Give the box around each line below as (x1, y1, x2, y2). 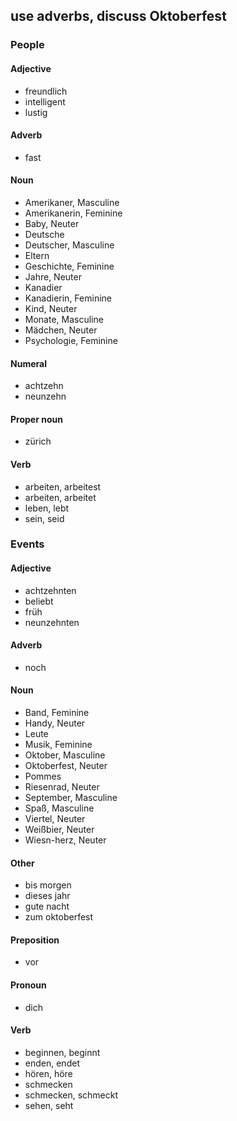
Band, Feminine (24, 707, 90, 719)
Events (10, 537, 45, 551)
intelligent (24, 95, 66, 108)
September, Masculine (24, 792, 118, 804)
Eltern (24, 249, 50, 261)
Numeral (10, 357, 47, 369)
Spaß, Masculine (24, 802, 95, 814)
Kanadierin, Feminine (24, 292, 112, 304)
